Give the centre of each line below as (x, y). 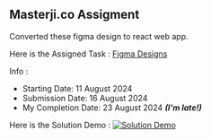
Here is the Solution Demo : (60, 125)
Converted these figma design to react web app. (99, 36)
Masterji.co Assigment (75, 15)
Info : (19, 71)
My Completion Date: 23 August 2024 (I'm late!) (112, 108)
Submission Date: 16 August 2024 (85, 98)
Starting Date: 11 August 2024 (77, 88)
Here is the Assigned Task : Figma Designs (88, 54)
